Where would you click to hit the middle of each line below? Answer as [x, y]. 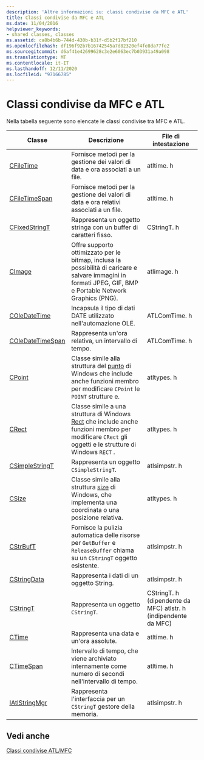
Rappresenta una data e [105, 633]
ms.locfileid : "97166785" [39, 74]
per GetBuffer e [93, 543]
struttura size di [93, 487]
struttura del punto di [101, 366]
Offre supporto [92, 245]
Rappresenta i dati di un [105, 575]
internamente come [99, 666]
